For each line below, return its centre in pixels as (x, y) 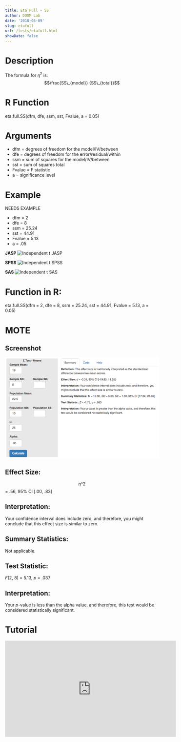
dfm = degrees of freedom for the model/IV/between (65, 149)
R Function (27, 102)
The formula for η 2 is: (27, 75)
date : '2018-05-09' (25, 21)
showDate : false (21, 36)
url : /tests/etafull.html (31, 31)
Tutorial (21, 630)
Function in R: (33, 292)
